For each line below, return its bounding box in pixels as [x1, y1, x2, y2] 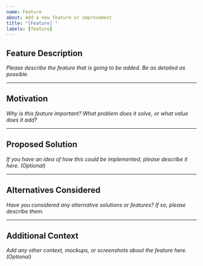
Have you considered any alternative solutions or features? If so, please [6, 201, 186, 209]
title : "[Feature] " [6, 20, 59, 26]
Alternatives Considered [6, 185, 101, 195]
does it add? [6, 116, 37, 123]
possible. [6, 71, 29, 78]
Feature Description [6, 48, 83, 58]
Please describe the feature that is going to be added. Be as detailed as [6, 64, 185, 71]
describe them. [6, 207, 44, 215]
